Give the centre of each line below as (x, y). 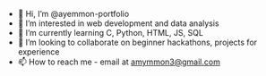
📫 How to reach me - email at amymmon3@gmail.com (119, 62)
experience (39, 52)
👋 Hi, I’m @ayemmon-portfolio (73, 14)
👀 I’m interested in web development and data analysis (118, 23)
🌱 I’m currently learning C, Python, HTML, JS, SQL (111, 33)
